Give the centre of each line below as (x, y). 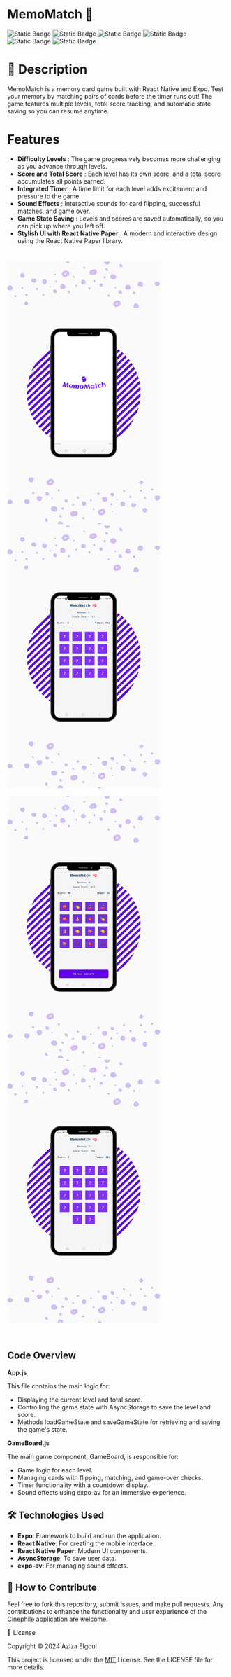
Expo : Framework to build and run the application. (89, 1535)
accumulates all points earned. (61, 181)
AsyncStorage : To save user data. (67, 1558)
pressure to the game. (49, 196)
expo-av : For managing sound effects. (73, 1566)
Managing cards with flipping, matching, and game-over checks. (110, 1477)
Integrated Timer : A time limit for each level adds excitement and (112, 188)
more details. (26, 1667)
